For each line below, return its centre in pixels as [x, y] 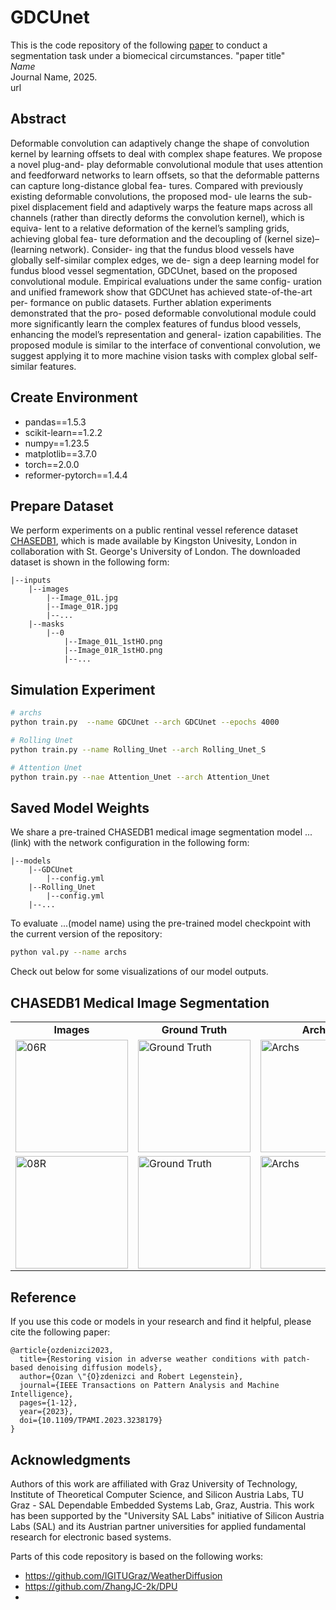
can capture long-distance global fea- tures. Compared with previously [157, 185]
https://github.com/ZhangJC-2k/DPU [101, 1587]
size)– [307, 238]
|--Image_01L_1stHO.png [113, 642]
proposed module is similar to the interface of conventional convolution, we [165, 345]
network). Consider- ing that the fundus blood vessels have [172, 249]
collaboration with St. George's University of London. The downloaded [155, 552]
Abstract [38, 119]
